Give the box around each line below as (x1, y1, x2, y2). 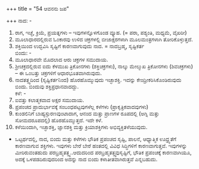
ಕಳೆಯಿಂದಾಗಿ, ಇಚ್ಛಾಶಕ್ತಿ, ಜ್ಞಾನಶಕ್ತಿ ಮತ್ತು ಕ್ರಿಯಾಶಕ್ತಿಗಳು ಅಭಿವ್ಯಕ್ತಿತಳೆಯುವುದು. (14, 123, 148, 131)
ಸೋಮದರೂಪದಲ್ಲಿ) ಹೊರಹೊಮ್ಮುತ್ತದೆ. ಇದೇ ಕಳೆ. (14, 117, 103, 123)
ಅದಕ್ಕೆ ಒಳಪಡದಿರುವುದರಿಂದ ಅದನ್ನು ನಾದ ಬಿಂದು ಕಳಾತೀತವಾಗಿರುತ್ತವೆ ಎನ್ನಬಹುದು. (14, 156, 158, 162)
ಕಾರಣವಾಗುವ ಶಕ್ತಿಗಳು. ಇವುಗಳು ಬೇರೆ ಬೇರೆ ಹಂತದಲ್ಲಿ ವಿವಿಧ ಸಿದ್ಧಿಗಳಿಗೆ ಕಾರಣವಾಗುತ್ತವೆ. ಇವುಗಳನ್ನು (14, 142, 187, 149)
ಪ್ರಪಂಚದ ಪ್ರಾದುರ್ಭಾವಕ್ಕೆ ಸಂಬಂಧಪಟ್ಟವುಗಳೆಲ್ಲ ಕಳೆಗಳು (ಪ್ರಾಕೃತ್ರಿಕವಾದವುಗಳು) (14, 103, 149, 110)
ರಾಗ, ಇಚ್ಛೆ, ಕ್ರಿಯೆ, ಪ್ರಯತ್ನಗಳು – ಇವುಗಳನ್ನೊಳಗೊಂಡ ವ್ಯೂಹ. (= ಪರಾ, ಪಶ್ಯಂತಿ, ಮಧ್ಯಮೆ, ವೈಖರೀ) (14, 29, 187, 36)
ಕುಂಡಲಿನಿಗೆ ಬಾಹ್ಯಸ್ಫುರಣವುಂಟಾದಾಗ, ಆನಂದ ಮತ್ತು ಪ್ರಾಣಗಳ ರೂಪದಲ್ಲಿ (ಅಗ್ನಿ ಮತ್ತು (14, 110, 160, 117)
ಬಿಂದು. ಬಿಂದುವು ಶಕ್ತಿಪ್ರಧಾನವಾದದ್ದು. (14, 83, 79, 90)
